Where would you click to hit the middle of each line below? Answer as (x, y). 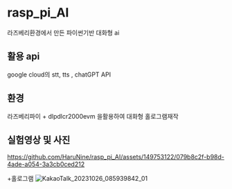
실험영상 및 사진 (39, 140)
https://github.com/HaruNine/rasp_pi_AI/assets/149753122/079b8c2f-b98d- (116, 157)
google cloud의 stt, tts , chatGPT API (59, 74)
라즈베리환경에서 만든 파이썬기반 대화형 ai (63, 32)
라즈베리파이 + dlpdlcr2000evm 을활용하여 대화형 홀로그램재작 (93, 116)
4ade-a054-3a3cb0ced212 (46, 164)
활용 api (24, 57)
